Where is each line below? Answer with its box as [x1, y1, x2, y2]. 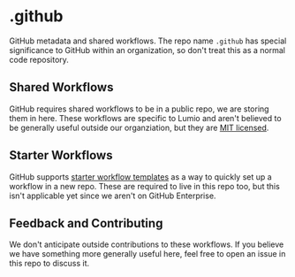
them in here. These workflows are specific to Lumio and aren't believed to [9, 112, 282, 123]
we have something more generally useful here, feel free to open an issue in [9, 249, 286, 259]
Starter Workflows [9, 148, 113, 163]
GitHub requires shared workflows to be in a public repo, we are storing [9, 104, 269, 114]
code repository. [9, 54, 69, 65]
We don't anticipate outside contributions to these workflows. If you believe [9, 239, 284, 250]
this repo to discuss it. [9, 258, 90, 269]
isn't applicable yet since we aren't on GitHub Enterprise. [9, 190, 216, 201]
